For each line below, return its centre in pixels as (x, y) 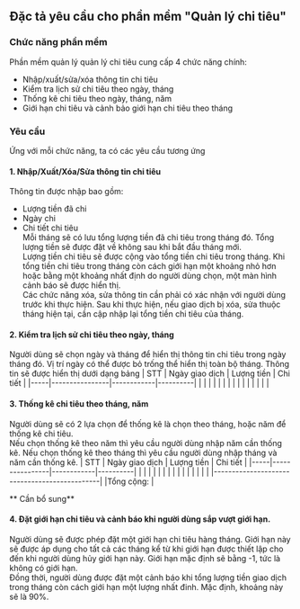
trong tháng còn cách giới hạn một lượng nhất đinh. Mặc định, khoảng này (146, 587)
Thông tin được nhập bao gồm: (66, 192)
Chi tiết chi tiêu (50, 228)
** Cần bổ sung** (42, 498)
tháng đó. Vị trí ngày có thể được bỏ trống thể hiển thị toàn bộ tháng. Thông (150, 364)
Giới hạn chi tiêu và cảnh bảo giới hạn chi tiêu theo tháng (128, 108)
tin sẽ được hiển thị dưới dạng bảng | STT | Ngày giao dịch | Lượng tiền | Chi (150, 373)
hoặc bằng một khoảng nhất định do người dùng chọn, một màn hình (149, 276)
